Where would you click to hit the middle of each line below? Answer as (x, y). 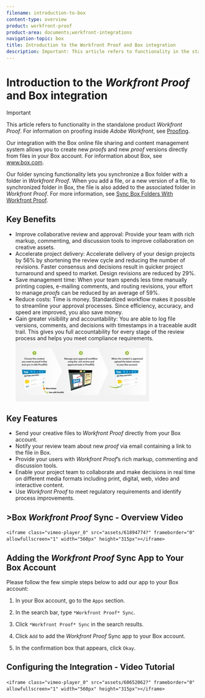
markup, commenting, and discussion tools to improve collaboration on (104, 240)
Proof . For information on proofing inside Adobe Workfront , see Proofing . (98, 131)
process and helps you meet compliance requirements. (84, 338)
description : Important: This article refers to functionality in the (98, 52)
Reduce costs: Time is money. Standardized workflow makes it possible (105, 299)
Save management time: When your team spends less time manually (101, 280)
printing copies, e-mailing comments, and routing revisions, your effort (104, 286)
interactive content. (40, 485)
